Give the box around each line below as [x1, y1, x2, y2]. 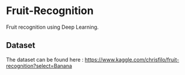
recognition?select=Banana [6, 62, 72, 69]
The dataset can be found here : [6, 56, 84, 63]
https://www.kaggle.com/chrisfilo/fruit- [84, 56, 180, 63]
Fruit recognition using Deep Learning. [6, 23, 99, 30]
